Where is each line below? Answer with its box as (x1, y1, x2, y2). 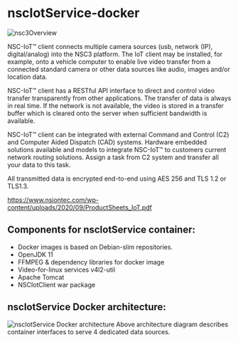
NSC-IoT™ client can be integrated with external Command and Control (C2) (7, 130, 229, 139)
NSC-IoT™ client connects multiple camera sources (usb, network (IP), (7, 42, 213, 50)
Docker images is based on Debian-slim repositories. (17, 242, 173, 251)
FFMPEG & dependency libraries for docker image (17, 257, 165, 266)
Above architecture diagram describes (116, 320, 229, 328)
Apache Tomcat (17, 272, 65, 282)
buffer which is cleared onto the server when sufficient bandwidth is (7, 109, 207, 117)
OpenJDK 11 (17, 250, 53, 259)
